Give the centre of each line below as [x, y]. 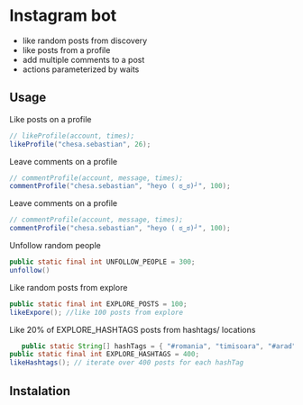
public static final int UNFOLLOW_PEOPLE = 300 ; [102, 262]
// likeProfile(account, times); [72, 136]
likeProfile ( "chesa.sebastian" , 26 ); [80, 144]
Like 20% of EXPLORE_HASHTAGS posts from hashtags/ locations [133, 329]
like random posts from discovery [85, 40]
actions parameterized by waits [81, 69]
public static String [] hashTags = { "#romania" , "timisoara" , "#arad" [159, 346]
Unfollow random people [55, 245]
